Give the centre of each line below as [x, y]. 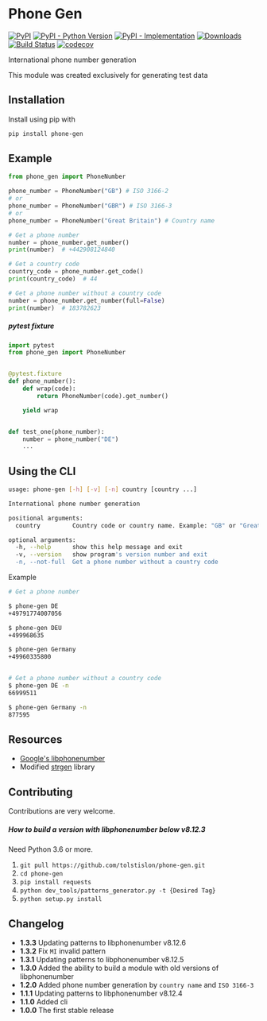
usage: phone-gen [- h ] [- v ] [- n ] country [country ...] [103, 489]
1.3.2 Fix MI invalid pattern [62, 951]
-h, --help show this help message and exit [99, 547]
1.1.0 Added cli [44, 1002]
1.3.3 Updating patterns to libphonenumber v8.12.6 [103, 943]
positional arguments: [46, 518]
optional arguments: [43, 540]
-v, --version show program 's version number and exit [112, 555]
